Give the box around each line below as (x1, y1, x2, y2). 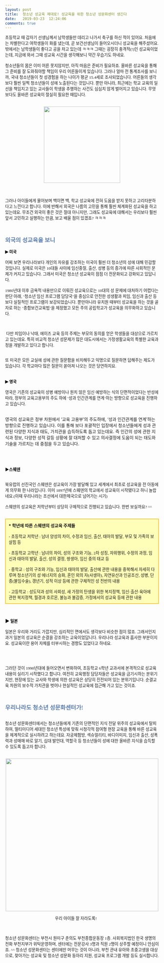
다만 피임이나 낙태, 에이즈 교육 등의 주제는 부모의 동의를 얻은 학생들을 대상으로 (6, 331, 146, 336)
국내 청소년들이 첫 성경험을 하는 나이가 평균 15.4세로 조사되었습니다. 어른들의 (10, 75, 148, 80)
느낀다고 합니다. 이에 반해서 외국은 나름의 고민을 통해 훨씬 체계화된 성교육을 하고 (13, 204, 157, 209)
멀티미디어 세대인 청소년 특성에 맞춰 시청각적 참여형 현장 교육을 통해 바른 (14, 727, 145, 732)
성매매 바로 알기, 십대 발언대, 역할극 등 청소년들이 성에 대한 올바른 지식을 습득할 (13, 739, 155, 744)
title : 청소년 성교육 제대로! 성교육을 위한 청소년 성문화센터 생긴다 (5, 12, 127, 17)
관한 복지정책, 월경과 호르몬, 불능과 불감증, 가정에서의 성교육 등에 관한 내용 (9, 595, 142, 600)
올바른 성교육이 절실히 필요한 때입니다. (17, 92, 86, 98)
